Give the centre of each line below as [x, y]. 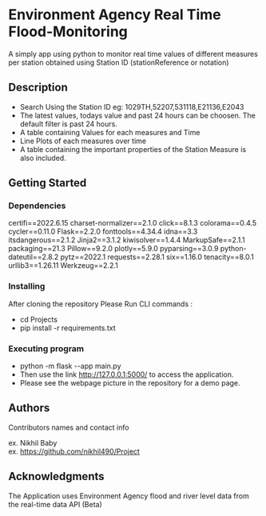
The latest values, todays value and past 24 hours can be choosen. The [137, 115]
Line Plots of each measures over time [83, 141]
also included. [43, 158]
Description [38, 88]
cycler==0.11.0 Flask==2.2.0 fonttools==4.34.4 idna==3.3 [103, 232]
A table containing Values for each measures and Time [110, 132]
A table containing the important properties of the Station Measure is [133, 149]
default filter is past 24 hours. [68, 124]
